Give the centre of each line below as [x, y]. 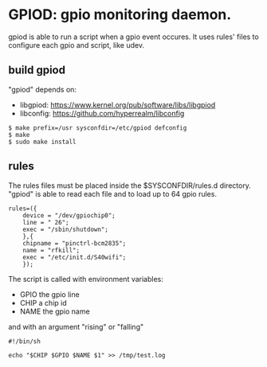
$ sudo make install [43, 142]
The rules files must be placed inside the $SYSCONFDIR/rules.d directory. [130, 185]
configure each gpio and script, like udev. [77, 45]
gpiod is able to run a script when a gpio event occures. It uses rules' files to [133, 37]
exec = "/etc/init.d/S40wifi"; [75, 257]
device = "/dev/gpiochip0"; [69, 215]
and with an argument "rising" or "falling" [76, 326]
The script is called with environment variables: [86, 279]
